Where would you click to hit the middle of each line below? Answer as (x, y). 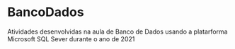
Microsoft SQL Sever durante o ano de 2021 (71, 38)
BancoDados (46, 12)
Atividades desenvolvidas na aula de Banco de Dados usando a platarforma (117, 31)
